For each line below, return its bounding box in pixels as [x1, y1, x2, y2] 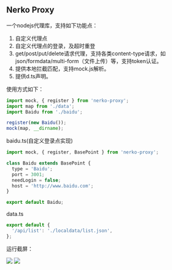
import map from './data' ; [6, 103, 75, 109]
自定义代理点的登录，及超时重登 [15, 42, 95, 49]
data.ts [6, 211, 24, 218]
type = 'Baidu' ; [12, 166, 53, 172]
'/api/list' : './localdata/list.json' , [12, 228, 113, 234]
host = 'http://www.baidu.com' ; [12, 183, 94, 189]
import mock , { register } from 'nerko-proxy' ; [6, 97, 129, 104]
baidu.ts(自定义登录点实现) [6, 137, 73, 144]
